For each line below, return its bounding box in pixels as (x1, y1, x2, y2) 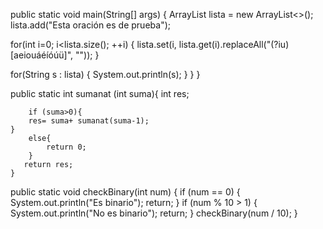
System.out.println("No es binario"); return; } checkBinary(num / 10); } (10, 207, 298, 219)
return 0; (46, 142, 87, 152)
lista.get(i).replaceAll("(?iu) (178, 39, 290, 50)
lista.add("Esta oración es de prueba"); (10, 19, 171, 31)
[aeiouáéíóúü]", (10, 49, 74, 61)
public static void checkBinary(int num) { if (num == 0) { (10, 186, 241, 198)
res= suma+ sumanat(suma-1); (28, 116, 150, 126)
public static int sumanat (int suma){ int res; (10, 88, 190, 99)
